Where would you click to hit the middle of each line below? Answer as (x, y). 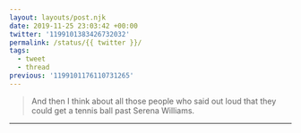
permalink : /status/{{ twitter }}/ (76, 42)
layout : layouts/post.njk (57, 17)
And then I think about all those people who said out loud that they (154, 101)
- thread (34, 68)
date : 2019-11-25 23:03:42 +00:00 (74, 26)
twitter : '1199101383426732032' (69, 34)
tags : (19, 51)
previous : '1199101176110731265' (72, 76)
